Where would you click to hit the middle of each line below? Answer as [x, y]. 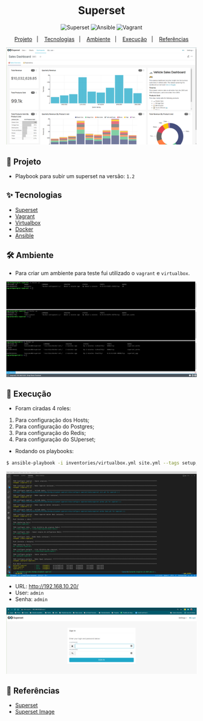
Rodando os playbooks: [44, 451]
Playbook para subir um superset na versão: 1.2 [75, 176]
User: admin [29, 593]
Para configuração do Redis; [50, 433]
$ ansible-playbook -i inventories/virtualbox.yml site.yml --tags [93, 463]
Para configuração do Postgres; [55, 427]
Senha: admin [31, 599]
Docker [24, 229]
